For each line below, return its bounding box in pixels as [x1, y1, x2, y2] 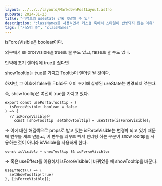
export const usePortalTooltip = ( [5, 101, 77, 105]
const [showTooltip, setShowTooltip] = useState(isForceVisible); [14, 118, 151, 123]
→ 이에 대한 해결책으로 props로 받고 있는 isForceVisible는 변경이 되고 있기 [5, 127, 147, 134]
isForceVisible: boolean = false [9, 105, 77, 110]
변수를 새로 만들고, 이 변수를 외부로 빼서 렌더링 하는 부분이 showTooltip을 [10, 134, 150, 139]
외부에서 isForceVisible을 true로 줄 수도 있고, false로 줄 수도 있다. [5, 50, 130, 55]
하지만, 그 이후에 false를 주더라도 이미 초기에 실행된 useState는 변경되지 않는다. [5, 81, 157, 86]
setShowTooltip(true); [9, 172, 55, 177]
